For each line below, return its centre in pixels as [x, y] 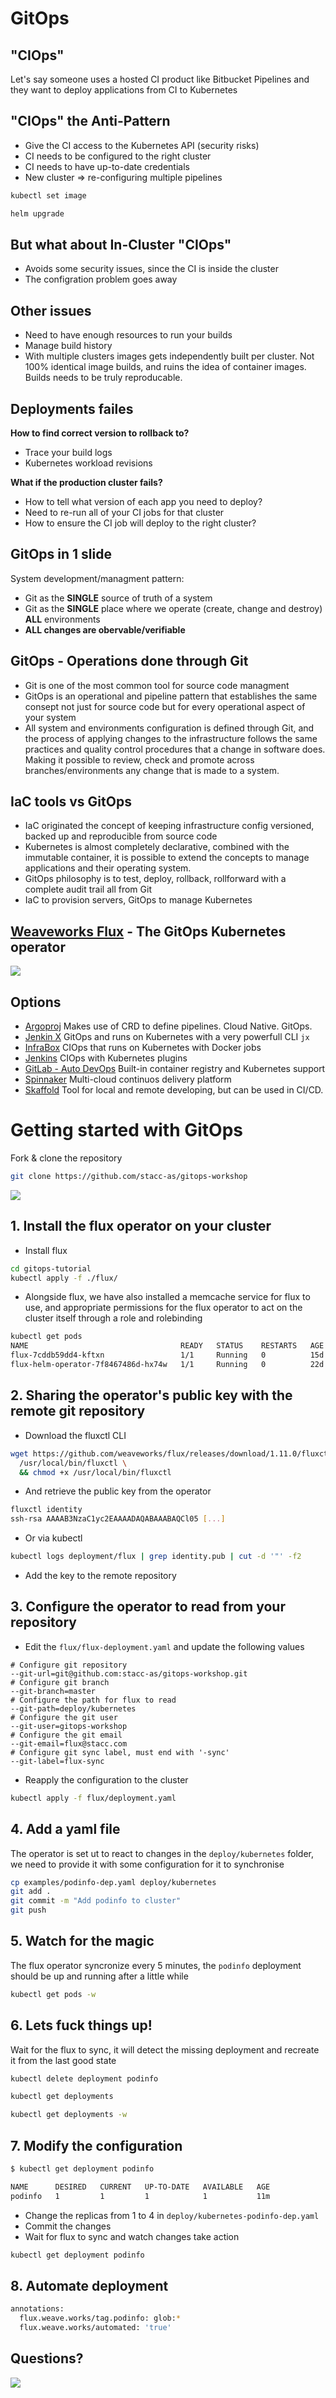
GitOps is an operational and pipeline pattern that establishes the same [171, 696]
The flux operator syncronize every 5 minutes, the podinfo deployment [156, 1965]
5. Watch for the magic [82, 1941]
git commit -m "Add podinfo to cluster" [96, 1901]
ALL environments [62, 619]
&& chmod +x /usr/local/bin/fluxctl [95, 1472]
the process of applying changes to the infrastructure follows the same [171, 738]
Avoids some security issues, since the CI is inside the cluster [151, 269]
